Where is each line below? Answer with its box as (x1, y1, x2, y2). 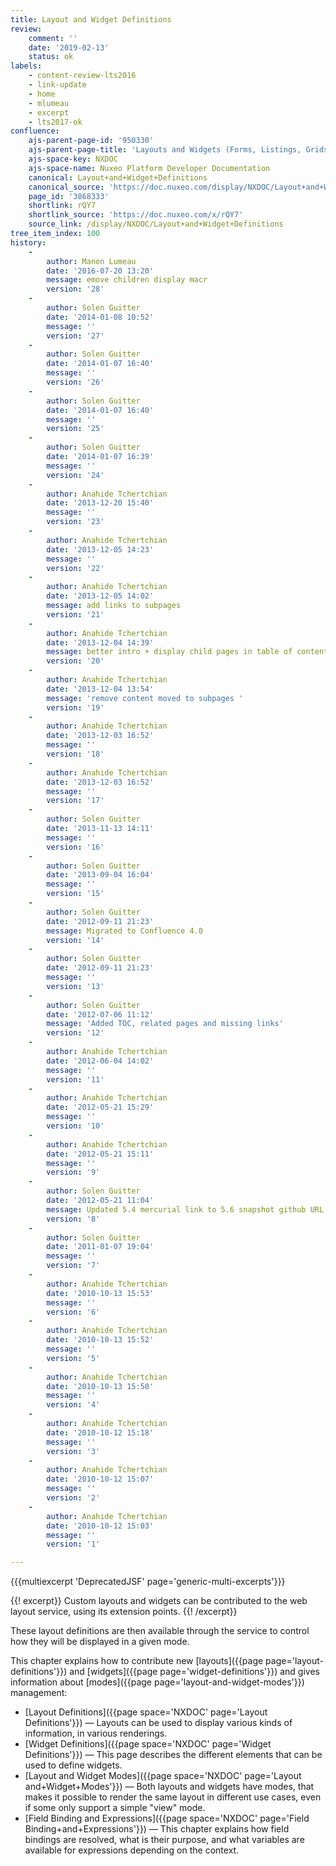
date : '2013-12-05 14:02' (46, 591, 155, 601)
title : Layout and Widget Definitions (10, 14, 172, 25)
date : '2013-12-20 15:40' (46, 498, 155, 508)
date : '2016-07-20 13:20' (46, 266, 155, 276)
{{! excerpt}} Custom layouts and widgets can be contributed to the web (10, 1595, 308, 1607)
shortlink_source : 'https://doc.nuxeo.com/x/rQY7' (28, 210, 244, 220)
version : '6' (46, 1307, 101, 1317)
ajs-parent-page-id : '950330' (28, 136, 155, 146)
